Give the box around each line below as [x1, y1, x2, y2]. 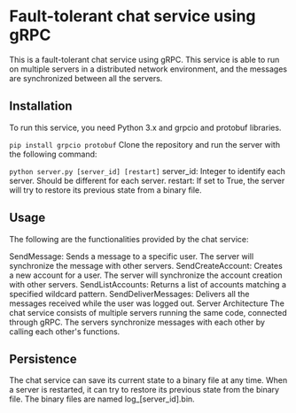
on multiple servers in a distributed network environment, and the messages [9, 64, 288, 74]
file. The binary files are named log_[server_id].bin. [9, 394, 195, 404]
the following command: [9, 149, 97, 159]
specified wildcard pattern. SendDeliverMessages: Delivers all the [9, 288, 250, 299]
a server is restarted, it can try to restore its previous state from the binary [9, 385, 280, 395]
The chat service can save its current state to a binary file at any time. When [9, 375, 288, 386]
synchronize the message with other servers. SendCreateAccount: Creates [9, 260, 284, 271]
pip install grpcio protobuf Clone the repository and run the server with [9, 139, 281, 149]
